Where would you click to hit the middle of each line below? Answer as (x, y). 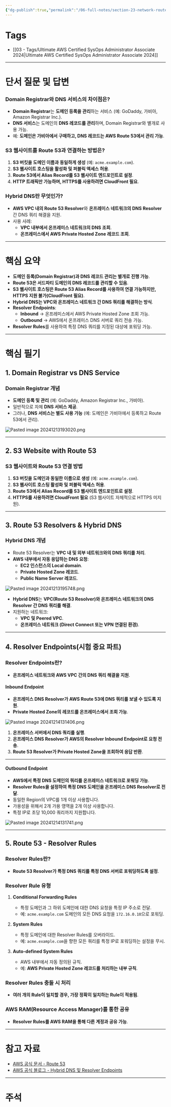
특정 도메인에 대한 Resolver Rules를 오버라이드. (68, 935)
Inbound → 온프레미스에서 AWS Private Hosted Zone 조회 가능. (85, 314)
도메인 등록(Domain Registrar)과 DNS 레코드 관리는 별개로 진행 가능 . (81, 276)
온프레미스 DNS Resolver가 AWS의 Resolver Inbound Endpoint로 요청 (85, 739)
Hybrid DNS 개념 (25, 541)
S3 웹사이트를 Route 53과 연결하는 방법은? (55, 150)
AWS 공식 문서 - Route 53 (39, 1064)
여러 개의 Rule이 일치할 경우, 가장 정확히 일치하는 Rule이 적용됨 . (76, 995)
